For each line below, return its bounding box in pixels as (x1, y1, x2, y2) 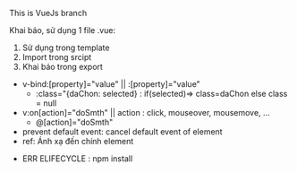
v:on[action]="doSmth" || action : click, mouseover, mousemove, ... (21, 108, 270, 117)
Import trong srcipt (21, 52, 92, 62)
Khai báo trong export (21, 62, 103, 72)
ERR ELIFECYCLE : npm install (21, 153, 133, 164)
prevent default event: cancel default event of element (21, 126, 223, 137)
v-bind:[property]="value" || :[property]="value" (21, 79, 201, 89)
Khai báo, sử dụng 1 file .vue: (9, 25, 116, 35)
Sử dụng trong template (21, 42, 110, 53)
